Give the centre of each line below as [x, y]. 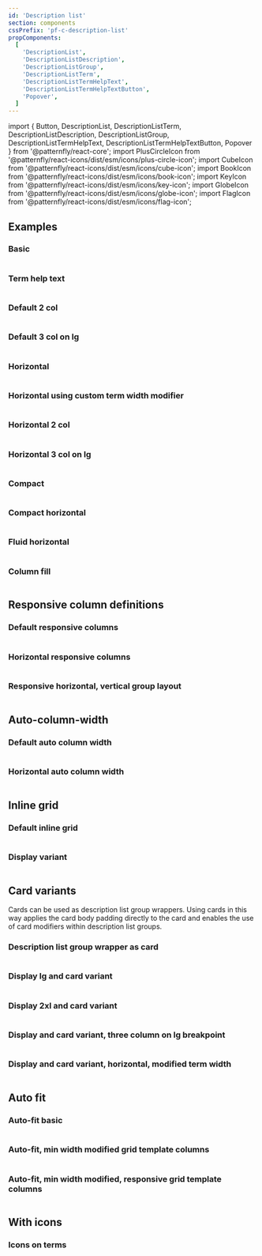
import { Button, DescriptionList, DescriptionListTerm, [95, 126]
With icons [36, 1222]
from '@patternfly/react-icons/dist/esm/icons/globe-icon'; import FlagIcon [129, 194]
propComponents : [35, 38]
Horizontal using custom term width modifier [96, 395]
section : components [42, 23]
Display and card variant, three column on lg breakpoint [117, 1035]
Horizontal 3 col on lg [50, 454]
